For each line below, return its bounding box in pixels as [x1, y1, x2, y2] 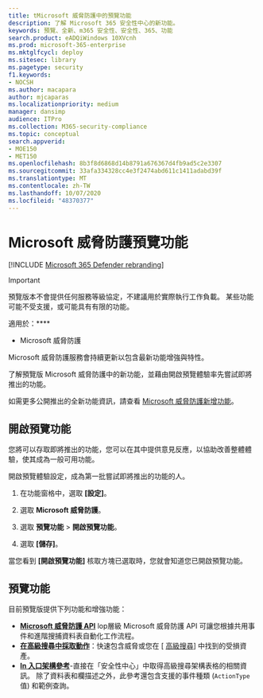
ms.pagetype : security [8, 64, 83, 72]
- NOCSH [8, 78, 34, 86]
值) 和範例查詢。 [19, 681, 74, 691]
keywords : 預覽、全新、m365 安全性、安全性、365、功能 [8, 26, 173, 34]
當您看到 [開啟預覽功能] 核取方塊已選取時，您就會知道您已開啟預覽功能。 [8, 556, 248, 566]
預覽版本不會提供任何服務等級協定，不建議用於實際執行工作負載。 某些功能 [8, 292, 254, 302]
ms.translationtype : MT [8, 174, 87, 183]
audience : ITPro [8, 115, 62, 123]
